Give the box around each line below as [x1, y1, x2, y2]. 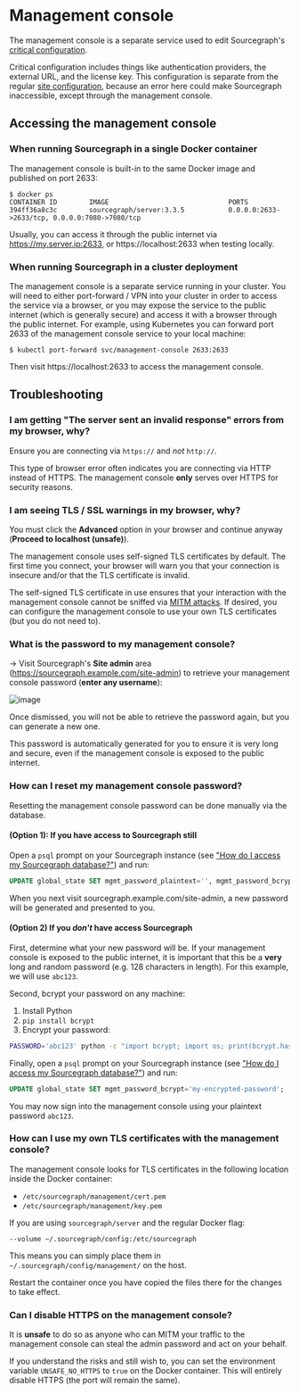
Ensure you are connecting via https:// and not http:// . [9, 445, 217, 456]
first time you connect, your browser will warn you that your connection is [9, 560, 280, 571]
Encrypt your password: [21, 1024, 110, 1035]
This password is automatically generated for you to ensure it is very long [9, 738, 279, 750]
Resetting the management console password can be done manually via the [9, 800, 287, 810]
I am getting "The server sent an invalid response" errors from [9, 414, 285, 427]
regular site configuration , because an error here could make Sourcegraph [9, 80, 282, 91]
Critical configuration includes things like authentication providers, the [9, 62, 267, 72]
